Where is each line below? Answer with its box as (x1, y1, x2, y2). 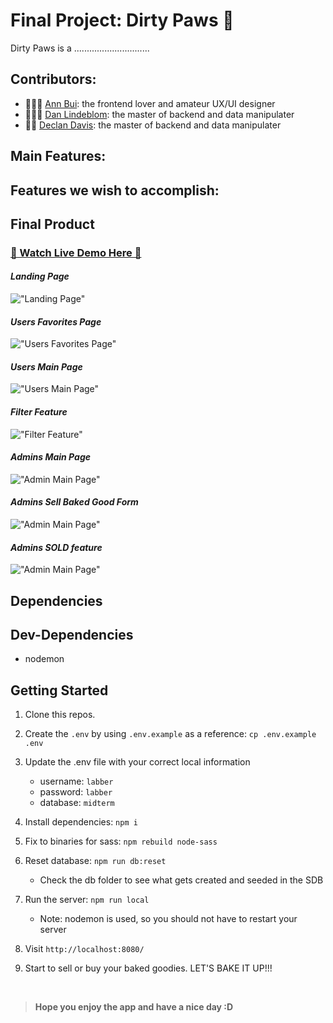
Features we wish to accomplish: (10, 182, 220, 199)
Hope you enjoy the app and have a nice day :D (34, 1001, 234, 1013)
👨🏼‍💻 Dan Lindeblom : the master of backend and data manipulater (24, 108, 295, 120)
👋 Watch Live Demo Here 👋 (10, 245, 142, 259)
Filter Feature (10, 406, 68, 418)
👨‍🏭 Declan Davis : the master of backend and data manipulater (24, 119, 282, 131)
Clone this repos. (24, 709, 96, 721)
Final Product (10, 215, 95, 233)
